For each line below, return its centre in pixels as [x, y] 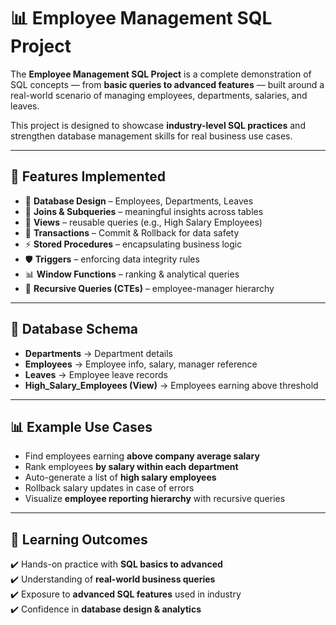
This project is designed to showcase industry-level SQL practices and [158, 125]
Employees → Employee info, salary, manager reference [141, 364]
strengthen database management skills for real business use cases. [151, 136]
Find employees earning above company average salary [142, 456]
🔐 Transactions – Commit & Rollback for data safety [132, 232]
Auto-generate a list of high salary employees [120, 477]
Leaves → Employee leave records [96, 374]
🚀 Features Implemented [88, 176]
